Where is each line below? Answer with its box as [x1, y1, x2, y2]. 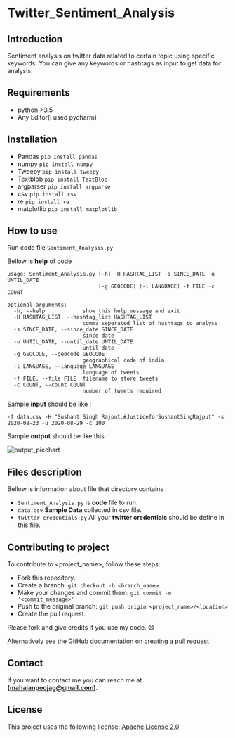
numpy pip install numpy [17, 160, 93, 168]
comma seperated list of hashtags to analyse [82, 320, 218, 327]
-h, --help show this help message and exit [13, 307, 180, 314]
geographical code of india [82, 357, 165, 364]
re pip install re [17, 197, 70, 205]
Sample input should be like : [7, 400, 92, 409]
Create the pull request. [17, 610, 86, 618]
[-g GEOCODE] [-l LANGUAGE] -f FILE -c [98, 283, 215, 290]
